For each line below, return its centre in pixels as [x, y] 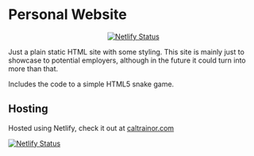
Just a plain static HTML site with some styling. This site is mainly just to [126, 51]
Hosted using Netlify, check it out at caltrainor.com [91, 127]
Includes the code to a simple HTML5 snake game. [91, 84]
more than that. [33, 68]
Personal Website [67, 15]
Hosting [29, 109]
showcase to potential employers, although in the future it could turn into [127, 60]
